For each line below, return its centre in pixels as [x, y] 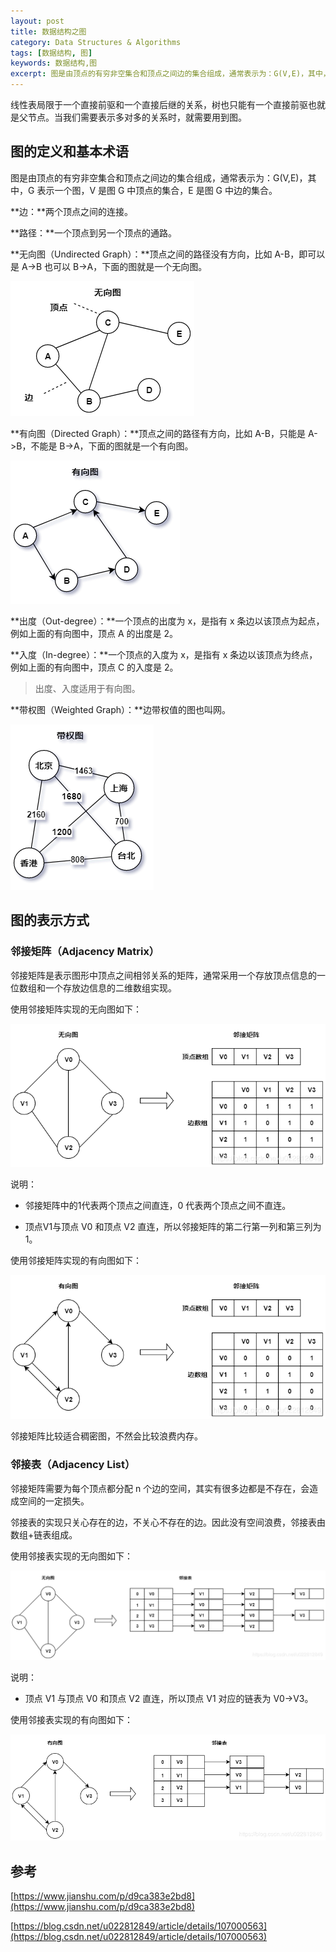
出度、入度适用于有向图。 [87, 688]
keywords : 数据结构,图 [54, 63]
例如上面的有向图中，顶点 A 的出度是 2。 [94, 633]
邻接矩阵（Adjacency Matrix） [85, 952]
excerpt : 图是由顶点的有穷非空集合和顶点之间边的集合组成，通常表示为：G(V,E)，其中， [170, 74]
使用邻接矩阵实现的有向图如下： [76, 1261]
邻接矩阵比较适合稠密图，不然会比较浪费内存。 [106, 1436]
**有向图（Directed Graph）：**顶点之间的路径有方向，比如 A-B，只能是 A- [164, 433]
